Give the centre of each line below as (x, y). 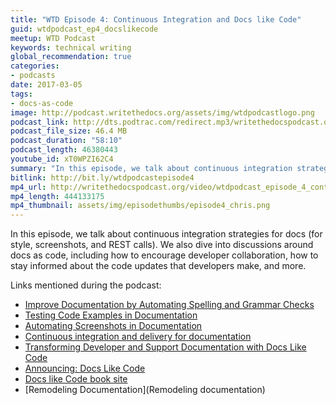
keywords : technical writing (71, 47)
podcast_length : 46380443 (64, 150)
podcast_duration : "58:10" (66, 141)
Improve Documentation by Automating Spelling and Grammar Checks (169, 305)
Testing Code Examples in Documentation (111, 315)
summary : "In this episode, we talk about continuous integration (151, 168)
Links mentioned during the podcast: (86, 285)
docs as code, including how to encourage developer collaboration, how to (164, 255)
